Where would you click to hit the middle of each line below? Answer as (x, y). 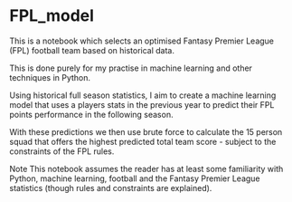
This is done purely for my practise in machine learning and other (131, 68)
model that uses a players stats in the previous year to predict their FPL (142, 104)
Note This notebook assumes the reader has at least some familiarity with (146, 168)
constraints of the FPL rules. (62, 151)
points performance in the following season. (91, 114)
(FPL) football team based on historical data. (92, 50)
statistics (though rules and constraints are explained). (111, 188)
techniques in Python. (50, 77)
